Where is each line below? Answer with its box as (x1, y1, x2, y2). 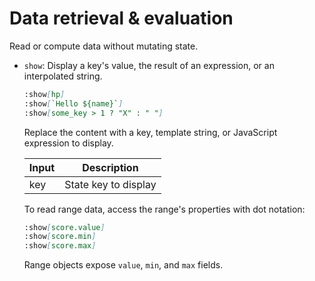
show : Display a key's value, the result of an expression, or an (23, 59, 275, 71)
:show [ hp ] (23, 89, 66, 99)
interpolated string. (23, 70, 103, 82)
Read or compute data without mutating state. (9, 40, 199, 52)
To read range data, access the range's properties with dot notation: (23, 203, 306, 215)
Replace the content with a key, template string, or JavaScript (23, 126, 278, 138)
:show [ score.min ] (23, 232, 97, 242)
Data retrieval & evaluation (9, 7, 234, 30)
